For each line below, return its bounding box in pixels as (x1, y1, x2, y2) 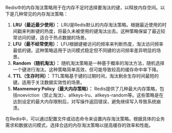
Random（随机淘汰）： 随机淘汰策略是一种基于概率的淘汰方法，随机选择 (12, 60, 165, 66)
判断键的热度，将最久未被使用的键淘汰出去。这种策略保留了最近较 (26, 28, 165, 34)
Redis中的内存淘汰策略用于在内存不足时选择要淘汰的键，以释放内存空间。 (5, 5, 161, 10)
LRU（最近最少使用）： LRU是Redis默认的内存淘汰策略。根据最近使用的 (12, 22, 162, 28)
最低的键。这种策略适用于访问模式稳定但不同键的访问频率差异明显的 (12, 48, 157, 53)
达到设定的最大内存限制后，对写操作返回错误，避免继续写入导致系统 (12, 99, 157, 104)
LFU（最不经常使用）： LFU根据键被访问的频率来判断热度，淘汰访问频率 (12, 41, 164, 47)
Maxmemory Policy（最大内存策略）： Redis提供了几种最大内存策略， (12, 86, 160, 92)
